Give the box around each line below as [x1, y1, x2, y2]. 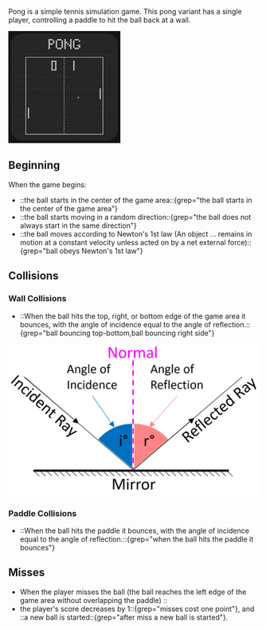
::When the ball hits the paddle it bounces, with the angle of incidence [19, 526, 249, 535]
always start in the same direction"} [19, 221, 137, 230]
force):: [227, 237, 252, 247]
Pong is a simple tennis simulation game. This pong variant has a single [8, 7, 242, 16]
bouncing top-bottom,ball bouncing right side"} [59, 328, 215, 338]
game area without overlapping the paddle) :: [19, 595, 168, 605]
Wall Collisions [8, 293, 67, 304]
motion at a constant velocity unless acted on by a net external [19, 237, 226, 247]
